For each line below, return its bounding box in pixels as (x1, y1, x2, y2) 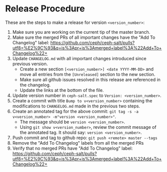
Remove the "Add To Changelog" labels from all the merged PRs (12, 140, 144, 146)
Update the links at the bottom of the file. (19, 87, 104, 93)
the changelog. (19, 82, 51, 87)
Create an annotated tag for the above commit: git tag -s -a (12, 108, 139, 114)
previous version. (12, 61, 48, 67)
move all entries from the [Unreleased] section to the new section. (19, 71, 156, 77)
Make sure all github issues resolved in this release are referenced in (19, 77, 161, 83)
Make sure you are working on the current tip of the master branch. (12, 29, 151, 35)
